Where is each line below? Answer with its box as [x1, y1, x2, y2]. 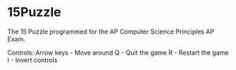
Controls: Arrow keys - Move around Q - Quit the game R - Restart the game [7, 48, 229, 57]
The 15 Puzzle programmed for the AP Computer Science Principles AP [7, 27, 215, 36]
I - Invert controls [7, 55, 58, 64]
